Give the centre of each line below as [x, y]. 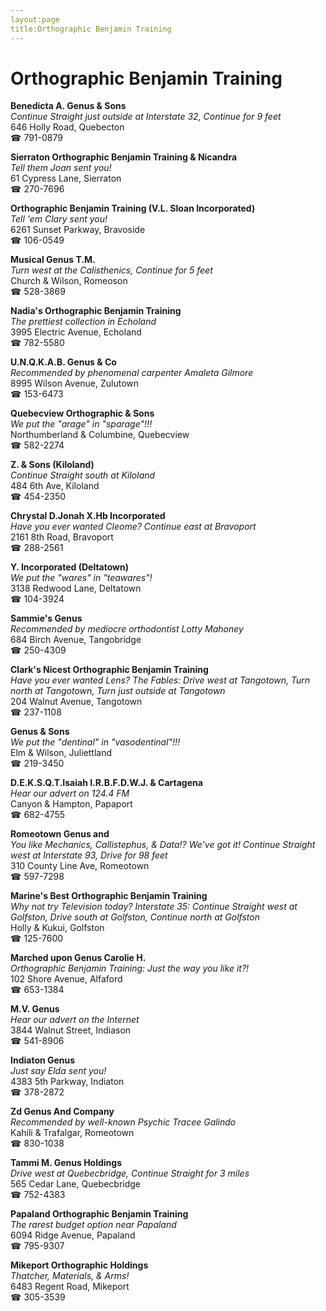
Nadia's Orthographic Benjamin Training [96, 311]
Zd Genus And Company [62, 1112]
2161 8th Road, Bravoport [62, 537]
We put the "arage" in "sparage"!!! [81, 424]
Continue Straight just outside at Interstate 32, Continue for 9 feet [146, 117]
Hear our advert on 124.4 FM [70, 793]
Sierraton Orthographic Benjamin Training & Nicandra [124, 157]
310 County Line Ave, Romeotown [80, 866]
